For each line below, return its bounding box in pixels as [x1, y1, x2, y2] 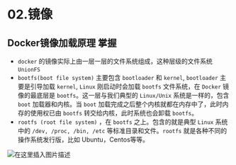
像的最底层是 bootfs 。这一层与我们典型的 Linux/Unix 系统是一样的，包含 [17, 91, 230, 99]
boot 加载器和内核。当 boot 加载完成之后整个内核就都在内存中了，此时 [17, 100, 223, 108]
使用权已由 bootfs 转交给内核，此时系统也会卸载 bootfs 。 [30, 109, 198, 117]
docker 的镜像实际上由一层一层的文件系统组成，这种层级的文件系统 [17, 57, 213, 65]
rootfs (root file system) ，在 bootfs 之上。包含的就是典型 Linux [17, 118, 214, 126]
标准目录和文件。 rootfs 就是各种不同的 [113, 127, 227, 135]
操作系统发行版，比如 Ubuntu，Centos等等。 [17, 135, 150, 144]
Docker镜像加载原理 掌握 [7, 37, 117, 49]
